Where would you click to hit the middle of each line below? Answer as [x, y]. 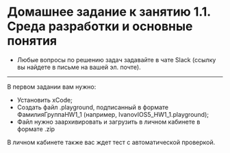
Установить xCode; [45, 100]
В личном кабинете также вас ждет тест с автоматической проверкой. [111, 142]
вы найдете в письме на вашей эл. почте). [79, 67]
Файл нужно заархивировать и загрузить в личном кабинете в [108, 122]
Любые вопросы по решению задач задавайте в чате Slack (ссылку [116, 59]
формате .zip [36, 129]
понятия [32, 41]
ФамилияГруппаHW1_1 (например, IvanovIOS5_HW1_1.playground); [113, 114]
